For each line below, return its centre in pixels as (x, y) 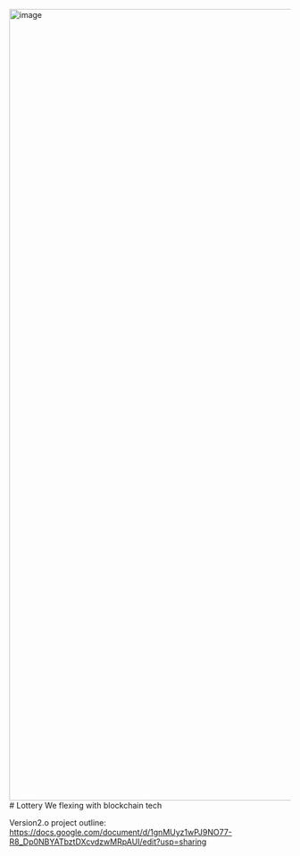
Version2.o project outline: (58, 822)
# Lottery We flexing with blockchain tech (86, 805)
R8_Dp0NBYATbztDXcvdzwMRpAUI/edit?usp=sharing (108, 842)
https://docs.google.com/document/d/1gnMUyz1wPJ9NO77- (121, 832)
